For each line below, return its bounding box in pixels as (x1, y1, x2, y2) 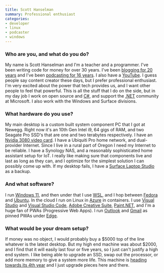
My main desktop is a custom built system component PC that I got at (5, 122, 145, 127)
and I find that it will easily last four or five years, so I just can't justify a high (5, 247, 158, 252)
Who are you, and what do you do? (5, 50, 89, 57)
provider (5, 143, 22, 149)
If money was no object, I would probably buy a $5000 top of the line (5, 236, 144, 242)
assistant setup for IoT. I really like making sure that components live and (5, 153, 152, 159)
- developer (5, 21, 29, 26)
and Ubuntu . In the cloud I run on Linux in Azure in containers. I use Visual (5, 197, 155, 203)
